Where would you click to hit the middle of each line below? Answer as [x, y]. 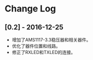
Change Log [30, 9]
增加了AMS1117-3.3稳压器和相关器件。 [51, 40]
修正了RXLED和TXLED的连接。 [43, 52]
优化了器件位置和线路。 [36, 46]
